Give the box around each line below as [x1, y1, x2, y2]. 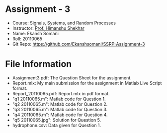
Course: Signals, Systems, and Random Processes [12, 20, 116, 26]
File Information [5, 59, 72, 70]
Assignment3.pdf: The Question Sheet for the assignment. [12, 74, 132, 80]
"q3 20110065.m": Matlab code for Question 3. [12, 106, 108, 112]
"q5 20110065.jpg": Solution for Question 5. [12, 117, 101, 123]
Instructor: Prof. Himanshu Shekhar [12, 25, 84, 31]
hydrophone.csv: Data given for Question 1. [12, 122, 101, 128]
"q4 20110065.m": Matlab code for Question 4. [12, 112, 108, 118]
